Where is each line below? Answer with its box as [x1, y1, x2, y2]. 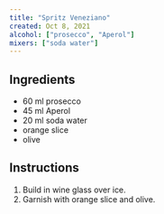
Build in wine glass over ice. [22, 184, 126, 195]
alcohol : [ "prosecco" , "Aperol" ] [9, 30, 135, 39]
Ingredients [9, 71, 76, 87]
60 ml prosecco [22, 96, 81, 107]
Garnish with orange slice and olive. [22, 193, 156, 204]
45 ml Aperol [22, 106, 70, 116]
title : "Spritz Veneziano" [9, 13, 111, 23]
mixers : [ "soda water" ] [9, 38, 99, 48]
